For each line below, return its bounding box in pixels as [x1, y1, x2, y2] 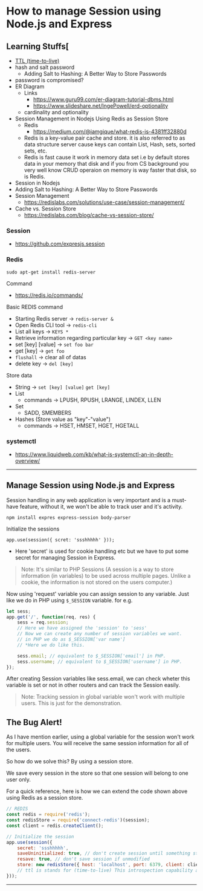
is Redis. [24, 173, 45, 180]
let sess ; [6, 608, 31, 615]
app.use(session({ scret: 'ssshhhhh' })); [6, 537, 115, 543]
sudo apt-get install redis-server [6, 269, 96, 275]
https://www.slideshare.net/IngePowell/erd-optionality [33, 102, 169, 109]
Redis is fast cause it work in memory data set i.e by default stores [24, 154, 190, 161]
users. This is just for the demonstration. [21, 700, 122, 707]
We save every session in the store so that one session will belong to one [6, 769, 188, 777]
